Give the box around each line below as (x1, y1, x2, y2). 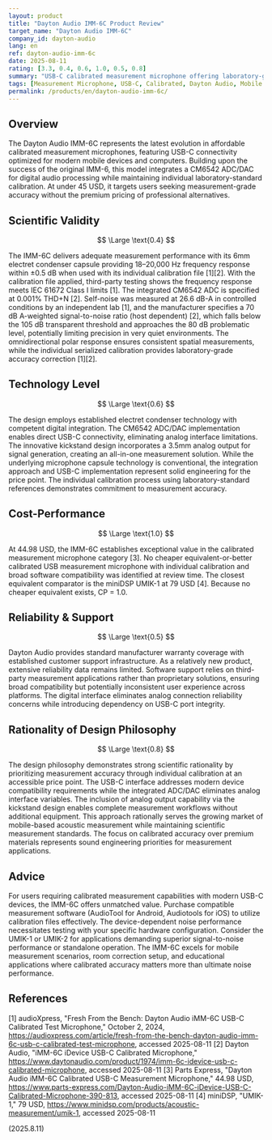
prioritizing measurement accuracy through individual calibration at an (8, 768, 243, 778)
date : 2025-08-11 (8, 57, 67, 66)
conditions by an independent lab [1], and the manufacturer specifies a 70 (8, 303, 255, 312)
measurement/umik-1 (8, 1108, 79, 1117)
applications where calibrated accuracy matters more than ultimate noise (8, 960, 252, 970)
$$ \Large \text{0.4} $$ (96, 236, 176, 245)
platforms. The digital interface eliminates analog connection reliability (8, 691, 243, 700)
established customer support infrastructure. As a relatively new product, (8, 657, 253, 666)
